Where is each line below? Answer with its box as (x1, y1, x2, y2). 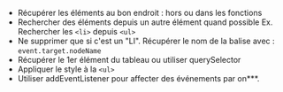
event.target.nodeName (17, 47, 102, 56)
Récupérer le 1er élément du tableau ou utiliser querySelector (17, 55, 241, 65)
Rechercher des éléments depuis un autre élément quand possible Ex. (17, 17, 273, 27)
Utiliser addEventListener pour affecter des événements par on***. (17, 73, 260, 83)
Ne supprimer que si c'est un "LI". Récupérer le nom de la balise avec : (17, 35, 276, 46)
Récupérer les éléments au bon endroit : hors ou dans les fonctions (17, 8, 263, 18)
